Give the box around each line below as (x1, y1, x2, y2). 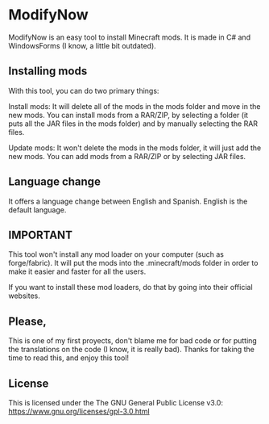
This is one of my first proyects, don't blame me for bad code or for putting (8, 336, 258, 346)
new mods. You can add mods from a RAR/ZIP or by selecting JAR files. (8, 151, 246, 161)
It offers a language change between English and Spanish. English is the (8, 196, 248, 206)
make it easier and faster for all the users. (8, 267, 147, 276)
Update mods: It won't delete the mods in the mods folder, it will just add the (8, 143, 262, 153)
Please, (8, 314, 47, 328)
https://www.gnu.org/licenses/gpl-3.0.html (8, 406, 151, 416)
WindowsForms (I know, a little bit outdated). (8, 40, 157, 50)
